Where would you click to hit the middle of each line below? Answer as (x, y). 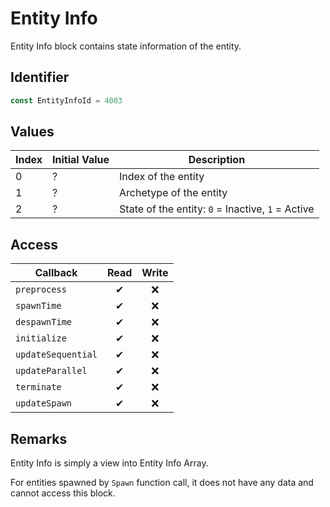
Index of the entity (162, 177)
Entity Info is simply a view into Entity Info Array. (109, 463)
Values (32, 132)
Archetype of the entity (173, 193)
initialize (41, 338)
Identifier (40, 77)
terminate (38, 387)
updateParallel (51, 371)
